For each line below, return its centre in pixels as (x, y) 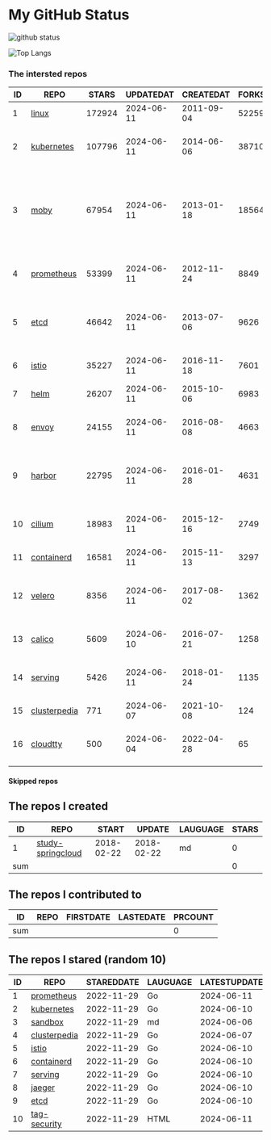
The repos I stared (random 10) (88, 960)
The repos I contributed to (75, 895)
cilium (42, 524)
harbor (44, 476)
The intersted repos (48, 73)
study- (50, 843)
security (46, 1124)
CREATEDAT (206, 94)
